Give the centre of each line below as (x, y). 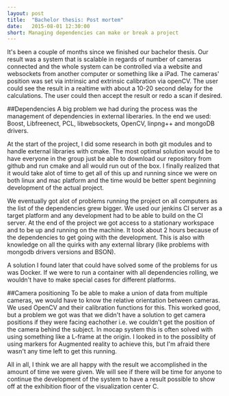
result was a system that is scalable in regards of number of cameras (104, 60)
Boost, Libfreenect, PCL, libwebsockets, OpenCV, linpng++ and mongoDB (111, 123)
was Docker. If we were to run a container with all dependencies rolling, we (113, 273)
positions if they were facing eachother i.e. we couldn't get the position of (111, 322)
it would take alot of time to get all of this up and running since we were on (112, 173)
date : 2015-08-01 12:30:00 (49, 26)
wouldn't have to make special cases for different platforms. (92, 280)
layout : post (26, 13)
